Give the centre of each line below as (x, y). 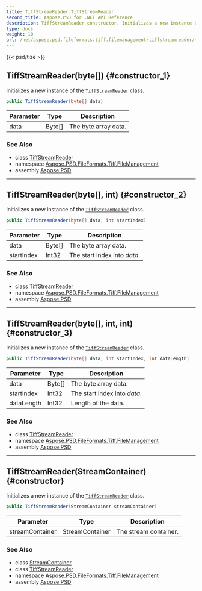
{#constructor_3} (40, 333)
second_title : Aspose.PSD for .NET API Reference (70, 17)
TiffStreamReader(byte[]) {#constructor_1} (88, 76)
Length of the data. (98, 403)
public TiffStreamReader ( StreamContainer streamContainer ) (82, 507)
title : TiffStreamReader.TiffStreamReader (60, 12)
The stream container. (148, 531)
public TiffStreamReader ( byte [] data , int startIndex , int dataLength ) (98, 358)
